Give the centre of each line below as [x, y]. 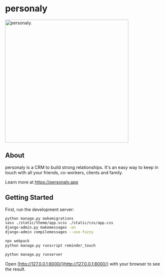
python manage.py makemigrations [39, 218]
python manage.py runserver [34, 254]
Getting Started [29, 198]
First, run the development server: [40, 209]
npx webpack [17, 241]
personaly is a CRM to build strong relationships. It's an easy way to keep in [82, 167]
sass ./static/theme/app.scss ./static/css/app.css [59, 223]
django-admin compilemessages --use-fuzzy [49, 232]
